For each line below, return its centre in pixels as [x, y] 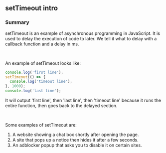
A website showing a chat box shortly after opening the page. [76, 135]
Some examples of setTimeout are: [41, 125]
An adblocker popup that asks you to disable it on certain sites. [77, 145]
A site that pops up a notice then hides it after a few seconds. [75, 140]
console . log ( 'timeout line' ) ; [41, 82]
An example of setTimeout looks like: [43, 63]
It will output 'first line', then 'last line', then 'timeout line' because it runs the [83, 100]
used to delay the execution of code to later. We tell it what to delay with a [81, 38]
